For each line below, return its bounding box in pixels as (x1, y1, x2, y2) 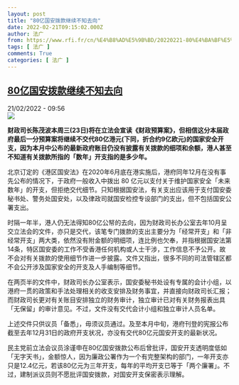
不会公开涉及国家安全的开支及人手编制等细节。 (7, 262, 144, 271)
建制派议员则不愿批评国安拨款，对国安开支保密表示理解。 (19, 370, 188, 379)
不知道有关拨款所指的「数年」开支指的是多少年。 (7, 152, 151, 161)
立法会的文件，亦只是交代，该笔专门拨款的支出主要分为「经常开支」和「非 (13, 227, 232, 235)
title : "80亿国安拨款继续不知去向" (7, 17, 101, 24)
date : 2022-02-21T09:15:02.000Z (7, 23, 103, 31)
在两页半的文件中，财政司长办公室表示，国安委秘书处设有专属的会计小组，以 (7, 278, 232, 286)
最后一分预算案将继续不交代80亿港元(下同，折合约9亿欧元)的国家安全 (13, 134, 218, 143)
